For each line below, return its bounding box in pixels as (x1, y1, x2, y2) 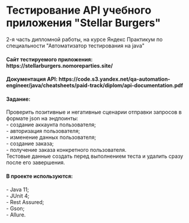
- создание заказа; (6, 140, 54, 147)
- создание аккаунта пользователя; (6, 121, 96, 128)
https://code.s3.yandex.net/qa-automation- (58, 75, 171, 83)
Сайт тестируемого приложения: (6, 56, 93, 63)
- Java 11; (6, 186, 30, 193)
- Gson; (6, 205, 25, 212)
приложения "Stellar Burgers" (6, 16, 161, 30)
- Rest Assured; (6, 198, 44, 205)
